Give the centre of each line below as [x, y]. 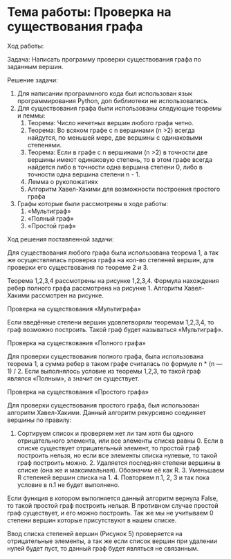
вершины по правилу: [39, 420]
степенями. [45, 145]
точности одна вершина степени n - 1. [84, 174]
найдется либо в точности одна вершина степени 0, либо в [115, 167]
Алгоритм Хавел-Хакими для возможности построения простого [124, 189]
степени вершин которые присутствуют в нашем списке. [92, 520]
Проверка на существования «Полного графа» [77, 342]
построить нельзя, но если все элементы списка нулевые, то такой [117, 455]
